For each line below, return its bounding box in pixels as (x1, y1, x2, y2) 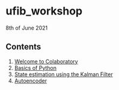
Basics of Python (14, 64, 56, 71)
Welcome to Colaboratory (14, 57, 79, 65)
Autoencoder (14, 77, 47, 84)
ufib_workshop (5, 4, 82, 18)
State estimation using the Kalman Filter (14, 71, 113, 78)
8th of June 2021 (5, 24, 48, 31)
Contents (5, 42, 41, 52)
